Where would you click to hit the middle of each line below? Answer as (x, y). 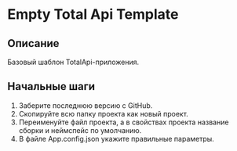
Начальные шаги (51, 86)
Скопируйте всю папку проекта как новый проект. (104, 113)
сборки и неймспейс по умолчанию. (80, 130)
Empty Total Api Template (93, 14)
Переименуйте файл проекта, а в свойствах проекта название (124, 122)
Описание (33, 43)
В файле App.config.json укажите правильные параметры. (117, 138)
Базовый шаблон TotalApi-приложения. (73, 62)
